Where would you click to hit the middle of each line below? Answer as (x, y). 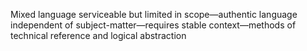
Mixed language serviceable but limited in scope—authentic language (154, 14)
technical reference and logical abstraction (98, 35)
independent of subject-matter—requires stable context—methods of (153, 25)
